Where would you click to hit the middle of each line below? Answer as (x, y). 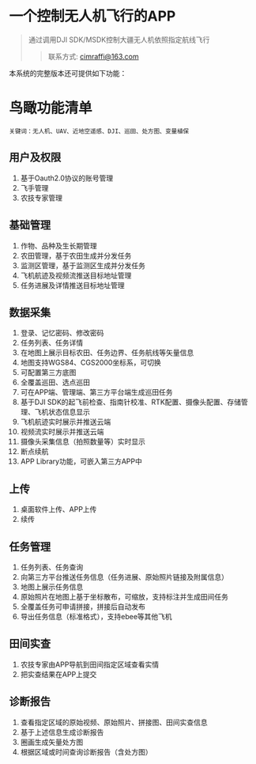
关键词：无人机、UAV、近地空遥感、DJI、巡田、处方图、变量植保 (99, 131)
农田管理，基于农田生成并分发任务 (76, 255)
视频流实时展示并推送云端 (62, 432)
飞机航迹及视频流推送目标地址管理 (76, 275)
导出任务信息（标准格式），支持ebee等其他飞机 (96, 616)
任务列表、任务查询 (52, 567)
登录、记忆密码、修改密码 (62, 333)
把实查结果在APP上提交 (58, 674)
